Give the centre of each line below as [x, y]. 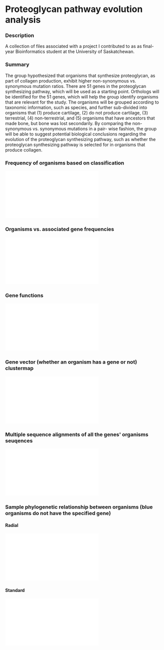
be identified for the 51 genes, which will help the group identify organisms [82, 96]
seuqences [19, 440]
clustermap [19, 368]
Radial [12, 525]
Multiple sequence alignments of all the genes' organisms [77, 434]
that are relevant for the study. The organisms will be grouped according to [82, 102]
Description [20, 35]
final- [148, 46]
